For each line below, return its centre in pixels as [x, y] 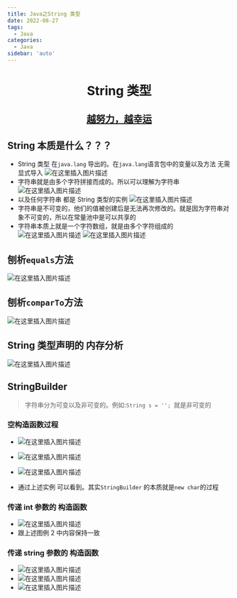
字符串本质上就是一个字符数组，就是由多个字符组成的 [95, 226]
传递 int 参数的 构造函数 [47, 507]
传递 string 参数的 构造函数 [53, 553]
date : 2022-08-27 [33, 21]
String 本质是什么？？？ [60, 145]
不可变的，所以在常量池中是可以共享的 [80, 217]
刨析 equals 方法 [40, 260]
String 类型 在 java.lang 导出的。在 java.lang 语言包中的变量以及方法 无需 [124, 164]
